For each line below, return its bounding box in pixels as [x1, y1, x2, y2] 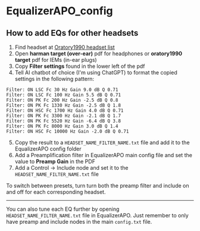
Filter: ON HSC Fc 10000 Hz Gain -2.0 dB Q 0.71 [6, 129, 129, 135]
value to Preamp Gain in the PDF [14, 158, 95, 165]
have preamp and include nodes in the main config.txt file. [6, 218, 152, 225]
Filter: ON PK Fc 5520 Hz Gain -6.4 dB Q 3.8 [6, 118, 121, 124]
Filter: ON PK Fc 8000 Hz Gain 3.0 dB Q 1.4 [6, 123, 118, 129]
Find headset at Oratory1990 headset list [14, 43, 115, 51]
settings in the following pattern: [14, 76, 94, 82]
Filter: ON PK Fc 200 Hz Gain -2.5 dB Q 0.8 [6, 97, 118, 103]
